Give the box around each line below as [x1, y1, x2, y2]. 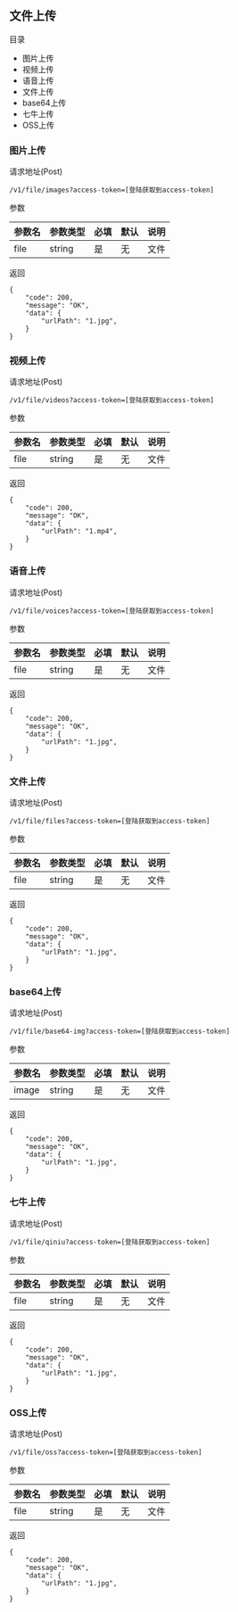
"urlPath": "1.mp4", [41, 527, 118, 536]
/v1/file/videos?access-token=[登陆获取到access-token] [9, 396, 215, 405]
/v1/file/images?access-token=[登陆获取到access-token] [9, 186, 215, 194]
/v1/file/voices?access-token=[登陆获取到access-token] [9, 606, 215, 616]
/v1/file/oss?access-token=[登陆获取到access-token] [9, 1448, 202, 1457]
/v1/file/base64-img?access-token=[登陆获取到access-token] [9, 1027, 230, 1037]
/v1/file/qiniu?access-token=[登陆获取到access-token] [9, 1237, 211, 1246]
